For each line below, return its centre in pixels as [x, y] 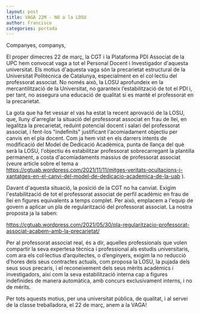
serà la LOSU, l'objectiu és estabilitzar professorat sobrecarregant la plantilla [100, 151]
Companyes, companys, [36, 45]
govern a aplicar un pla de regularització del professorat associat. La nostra [99, 207]
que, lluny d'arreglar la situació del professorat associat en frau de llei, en [96, 119]
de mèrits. [19, 287]
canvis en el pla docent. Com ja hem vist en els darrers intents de [87, 138]
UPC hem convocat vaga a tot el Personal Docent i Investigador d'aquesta [97, 63]
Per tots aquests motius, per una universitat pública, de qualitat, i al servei [97, 298]
